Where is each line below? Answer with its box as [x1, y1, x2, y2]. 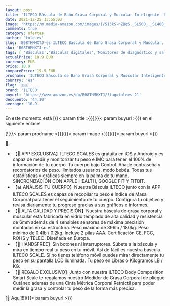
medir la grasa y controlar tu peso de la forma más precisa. [12, 285, 136, 291]
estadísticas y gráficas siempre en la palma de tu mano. [12, 172, 129, 179]
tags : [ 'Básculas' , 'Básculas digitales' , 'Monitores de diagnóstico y [5, 50, 157, 55]
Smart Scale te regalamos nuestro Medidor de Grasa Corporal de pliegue [12, 275, 165, 281]
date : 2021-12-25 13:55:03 [5, 17, 62, 22]
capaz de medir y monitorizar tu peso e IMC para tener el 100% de [12, 156, 152, 162]
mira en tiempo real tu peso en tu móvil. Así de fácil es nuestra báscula [12, 247, 160, 253]
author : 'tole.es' [5, 36, 44, 41]
